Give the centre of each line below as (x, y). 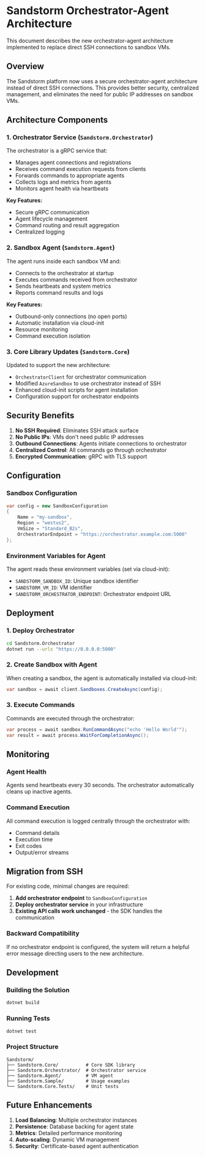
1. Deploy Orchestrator (40, 630)
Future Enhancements (50, 1105)
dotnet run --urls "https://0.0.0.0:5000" (61, 649)
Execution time (34, 839)
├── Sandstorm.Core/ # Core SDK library (71, 1065)
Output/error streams (42, 852)
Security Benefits (40, 416)
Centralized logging (40, 232)
